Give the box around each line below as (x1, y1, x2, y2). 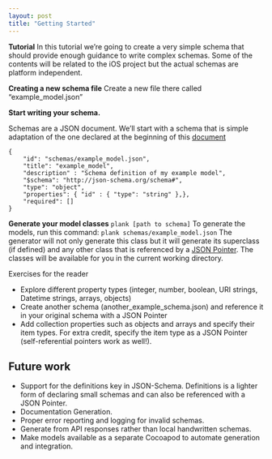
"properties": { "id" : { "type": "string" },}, (23, 190, 190, 199)
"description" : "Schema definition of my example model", (23, 169, 227, 177)
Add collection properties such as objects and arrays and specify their (19, 319, 255, 328)
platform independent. (8, 67, 83, 77)
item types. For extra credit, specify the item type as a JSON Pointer (19, 328, 249, 337)
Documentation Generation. (19, 407, 113, 417)
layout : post (8, 11, 53, 20)
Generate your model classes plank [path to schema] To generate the (8, 218, 245, 228)
